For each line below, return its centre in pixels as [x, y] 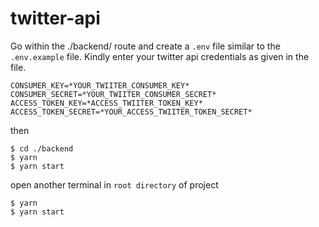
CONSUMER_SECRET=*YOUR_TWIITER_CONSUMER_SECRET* [113, 94]
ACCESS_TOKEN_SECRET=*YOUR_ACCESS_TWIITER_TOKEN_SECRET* [131, 112]
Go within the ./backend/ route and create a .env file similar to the [145, 46]
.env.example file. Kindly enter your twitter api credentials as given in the [160, 56]
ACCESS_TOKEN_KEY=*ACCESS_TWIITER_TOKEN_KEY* [106, 103]
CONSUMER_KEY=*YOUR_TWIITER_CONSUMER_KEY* [100, 85]
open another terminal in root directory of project [114, 184]
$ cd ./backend [42, 148]
